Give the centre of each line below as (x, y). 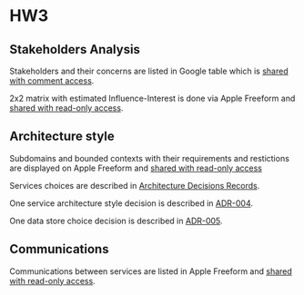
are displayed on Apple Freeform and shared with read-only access (136, 168)
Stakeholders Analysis (75, 49)
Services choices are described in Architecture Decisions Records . (135, 185)
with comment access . (52, 81)
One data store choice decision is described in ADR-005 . (116, 221)
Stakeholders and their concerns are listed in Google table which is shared (149, 71)
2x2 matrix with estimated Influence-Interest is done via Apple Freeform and (152, 98)
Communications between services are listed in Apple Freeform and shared (151, 271)
